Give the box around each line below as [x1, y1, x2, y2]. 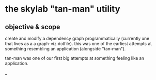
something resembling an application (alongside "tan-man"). [5, 46, 126, 51]
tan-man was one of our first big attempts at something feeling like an [5, 55, 144, 61]
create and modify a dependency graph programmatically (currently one [5, 35, 150, 41]
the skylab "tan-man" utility [5, 3, 120, 15]
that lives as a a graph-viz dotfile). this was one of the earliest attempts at [5, 41, 152, 47]
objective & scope [5, 23, 61, 31]
